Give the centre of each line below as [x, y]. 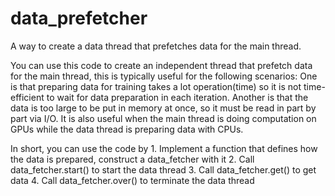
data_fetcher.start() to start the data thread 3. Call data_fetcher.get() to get [163, 169]
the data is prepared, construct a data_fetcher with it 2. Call [132, 159]
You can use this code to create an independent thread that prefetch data [161, 65]
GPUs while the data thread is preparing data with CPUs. [127, 129]
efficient [27, 97]
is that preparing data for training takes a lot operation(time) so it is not [156, 86]
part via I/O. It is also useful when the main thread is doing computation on [163, 118]
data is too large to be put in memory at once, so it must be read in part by [163, 108]
